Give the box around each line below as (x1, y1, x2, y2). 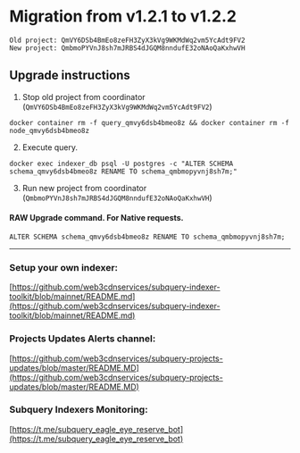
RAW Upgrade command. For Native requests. (9, 213, 185, 223)
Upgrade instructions (9, 68, 131, 83)
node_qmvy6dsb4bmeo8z (9, 126, 90, 135)
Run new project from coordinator (21, 182, 147, 193)
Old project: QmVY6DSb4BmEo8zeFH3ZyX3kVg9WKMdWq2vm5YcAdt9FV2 (9, 36, 246, 45)
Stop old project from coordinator (21, 91, 146, 102)
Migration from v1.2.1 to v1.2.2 (9, 6, 237, 27)
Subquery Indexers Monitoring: (9, 404, 149, 416)
